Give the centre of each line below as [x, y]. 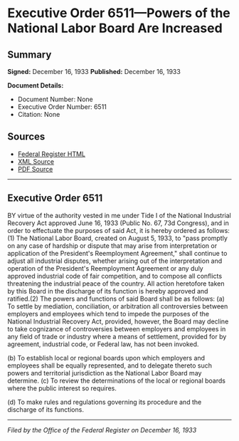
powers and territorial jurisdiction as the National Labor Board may [105, 373]
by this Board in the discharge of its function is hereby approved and [108, 291]
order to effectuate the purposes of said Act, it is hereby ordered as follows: [118, 230]
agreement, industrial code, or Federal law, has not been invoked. [103, 344]
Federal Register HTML [52, 154]
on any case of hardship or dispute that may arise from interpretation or [112, 245]
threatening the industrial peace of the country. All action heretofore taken [116, 284]
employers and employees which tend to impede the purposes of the [108, 313]
